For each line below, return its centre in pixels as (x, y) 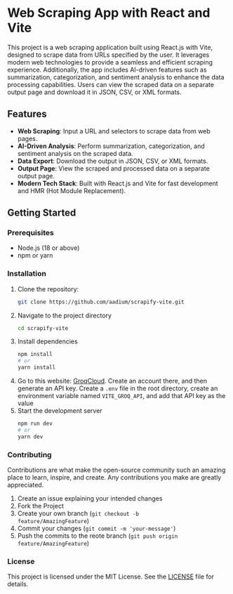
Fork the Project (41, 506)
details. (18, 584)
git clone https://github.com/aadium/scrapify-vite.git (101, 302)
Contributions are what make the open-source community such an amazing (116, 470)
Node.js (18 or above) (48, 248)
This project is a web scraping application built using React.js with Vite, (110, 47)
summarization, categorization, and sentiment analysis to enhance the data (116, 77)
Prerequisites (31, 233)
